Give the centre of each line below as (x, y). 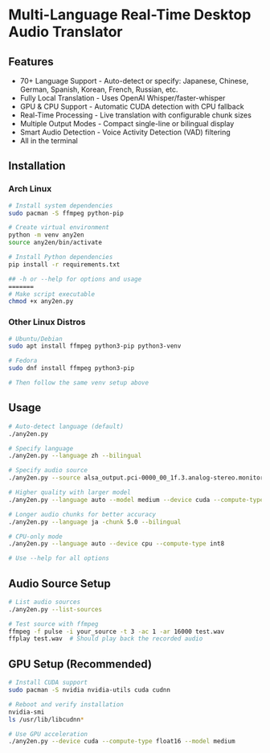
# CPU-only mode (35, 537)
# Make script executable (51, 294)
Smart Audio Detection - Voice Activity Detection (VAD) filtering (125, 132)
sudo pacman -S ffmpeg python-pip (66, 213)
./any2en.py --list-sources (55, 609)
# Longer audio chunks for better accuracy (82, 514)
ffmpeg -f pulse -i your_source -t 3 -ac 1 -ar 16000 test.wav (117, 632)
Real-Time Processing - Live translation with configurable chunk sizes (135, 115)
